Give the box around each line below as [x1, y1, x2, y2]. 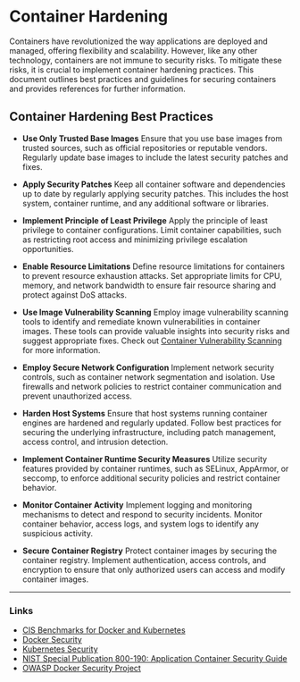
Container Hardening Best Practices [9, 109, 214, 124]
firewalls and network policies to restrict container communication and [21, 381, 282, 392]
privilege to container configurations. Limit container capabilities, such [21, 224, 282, 235]
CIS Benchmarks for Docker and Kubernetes [21, 625, 186, 636]
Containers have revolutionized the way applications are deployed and [9, 36, 268, 46]
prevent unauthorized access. [21, 391, 132, 401]
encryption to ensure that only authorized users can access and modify [21, 564, 286, 575]
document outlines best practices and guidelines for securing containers [9, 73, 277, 84]
